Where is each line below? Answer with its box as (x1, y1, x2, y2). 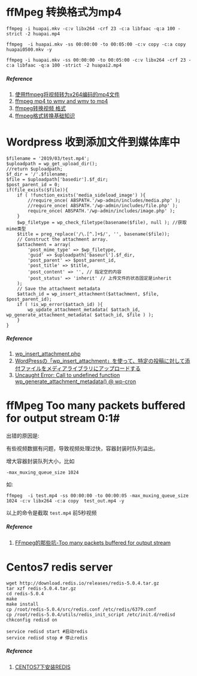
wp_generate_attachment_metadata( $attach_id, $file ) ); (6, 312, 154, 318)
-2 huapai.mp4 (25, 31, 60, 37)
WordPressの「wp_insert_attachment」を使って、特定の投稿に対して (14, 357, 186, 364)
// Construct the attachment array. (17, 236, 109, 242)
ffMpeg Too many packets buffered (6, 399, 186, 412)
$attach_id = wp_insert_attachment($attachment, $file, (17, 291, 160, 297)
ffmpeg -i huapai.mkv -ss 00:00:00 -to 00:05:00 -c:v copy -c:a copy (6, 41, 186, 47)
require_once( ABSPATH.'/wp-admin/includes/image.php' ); (28, 208, 175, 214)
